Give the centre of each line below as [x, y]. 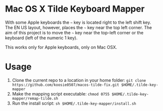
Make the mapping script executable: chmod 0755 [61, 94]
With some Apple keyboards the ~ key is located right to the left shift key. [78, 22]
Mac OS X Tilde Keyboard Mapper [75, 9]
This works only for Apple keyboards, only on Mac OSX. [61, 47]
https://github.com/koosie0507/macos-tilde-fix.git [65, 85]
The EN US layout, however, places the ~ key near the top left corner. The [79, 27]
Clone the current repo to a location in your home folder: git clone [79, 80]
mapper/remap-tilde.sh [35, 98]
